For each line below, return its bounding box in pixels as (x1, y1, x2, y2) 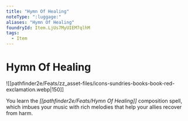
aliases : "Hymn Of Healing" (6, 19, 75, 25)
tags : (6, 30, 19, 36)
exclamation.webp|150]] (6, 86, 64, 93)
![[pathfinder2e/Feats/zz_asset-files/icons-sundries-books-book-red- (6, 80, 175, 87)
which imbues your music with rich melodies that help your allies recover (6, 103, 182, 111)
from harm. (6, 109, 33, 116)
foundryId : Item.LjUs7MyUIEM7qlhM (6, 24, 91, 31)
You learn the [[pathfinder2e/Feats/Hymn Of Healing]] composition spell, (6, 97, 183, 104)
